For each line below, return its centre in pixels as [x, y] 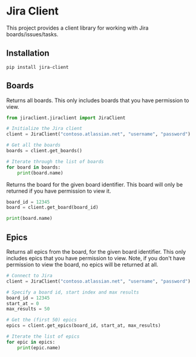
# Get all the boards [34, 145]
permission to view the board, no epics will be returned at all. [82, 265]
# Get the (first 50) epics [42, 320]
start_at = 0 [23, 303]
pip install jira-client [38, 67]
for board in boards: [34, 167]
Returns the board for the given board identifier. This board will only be [95, 184]
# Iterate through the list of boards [55, 161]
